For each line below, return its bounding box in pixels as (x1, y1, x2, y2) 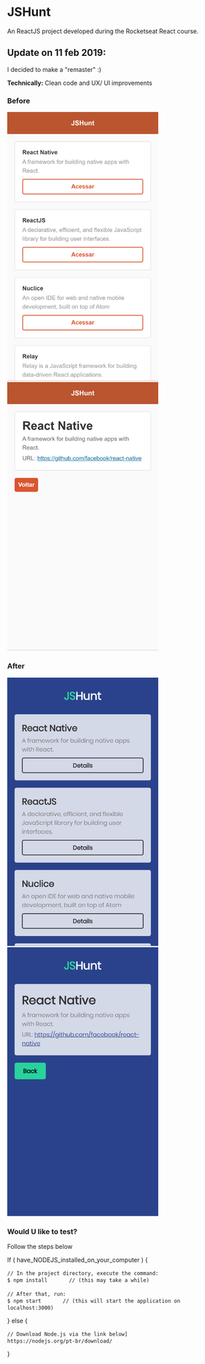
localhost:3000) (7, 1305, 54, 1312)
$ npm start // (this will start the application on (7, 1298, 181, 1305)
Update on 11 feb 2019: (7, 47, 106, 59)
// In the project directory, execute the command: (7, 1270, 159, 1277)
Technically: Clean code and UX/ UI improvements (7, 79, 153, 87)
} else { (7, 1316, 28, 1325)
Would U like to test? (7, 1227, 78, 1236)
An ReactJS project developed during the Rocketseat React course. (7, 27, 199, 35)
